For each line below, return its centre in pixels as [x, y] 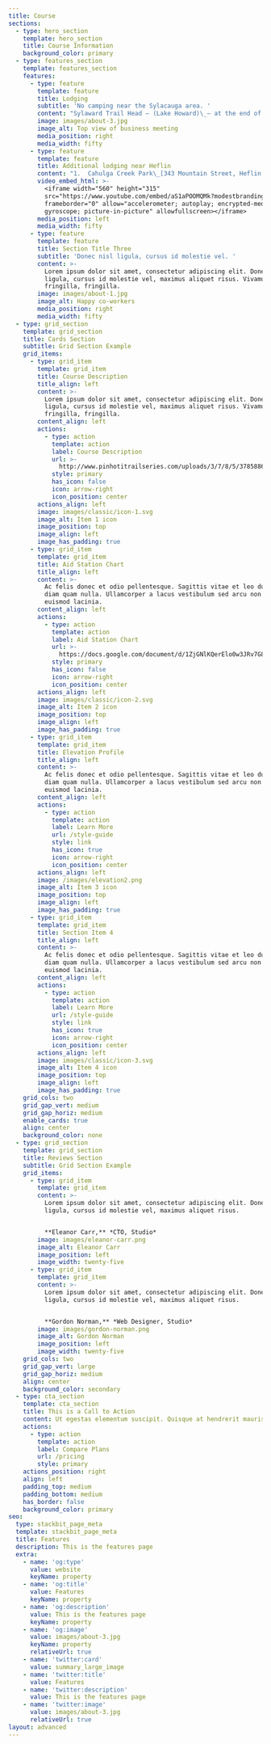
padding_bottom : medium [63, 1494]
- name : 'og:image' [56, 1629]
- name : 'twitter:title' [65, 1674]
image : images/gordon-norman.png [94, 1329]
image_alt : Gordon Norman [81, 1337]
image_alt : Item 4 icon [77, 1068]
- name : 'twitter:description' [75, 1690]
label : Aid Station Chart [95, 639]
